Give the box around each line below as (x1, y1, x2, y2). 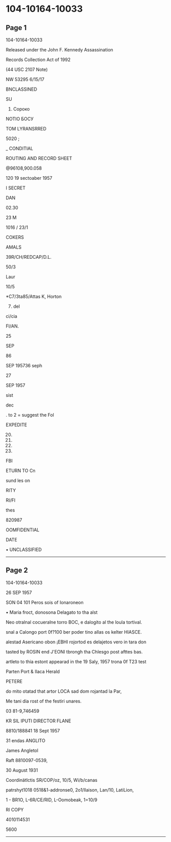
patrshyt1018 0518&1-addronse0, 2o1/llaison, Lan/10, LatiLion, (6, 786, 134, 793)
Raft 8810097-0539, (6, 757, 48, 763)
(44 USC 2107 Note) (6, 67, 48, 72)
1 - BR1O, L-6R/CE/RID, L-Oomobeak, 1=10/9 (6, 797, 98, 803)
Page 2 (6, 566, 28, 575)
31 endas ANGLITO (6, 737, 46, 744)
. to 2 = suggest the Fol (6, 412, 54, 418)
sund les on (6, 477, 30, 483)
